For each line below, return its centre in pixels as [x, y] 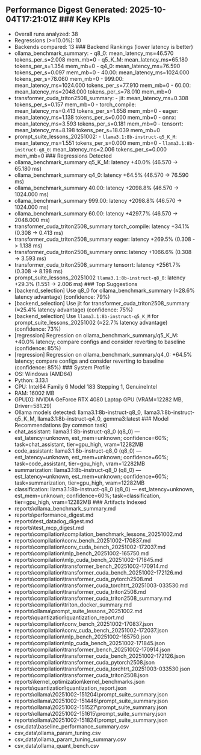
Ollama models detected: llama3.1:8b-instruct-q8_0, [78, 412]
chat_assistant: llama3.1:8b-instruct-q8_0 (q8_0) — [77, 432]
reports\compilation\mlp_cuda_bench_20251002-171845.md [88, 559]
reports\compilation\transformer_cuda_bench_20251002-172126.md [98, 572]
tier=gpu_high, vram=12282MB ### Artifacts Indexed [80, 502]
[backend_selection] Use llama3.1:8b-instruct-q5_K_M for [86, 316]
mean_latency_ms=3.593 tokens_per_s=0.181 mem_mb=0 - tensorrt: [99, 124]
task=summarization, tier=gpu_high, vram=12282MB [79, 483]
